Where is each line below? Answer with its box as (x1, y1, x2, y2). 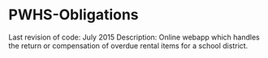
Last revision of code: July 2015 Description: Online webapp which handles (8, 32, 260, 42)
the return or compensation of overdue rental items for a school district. (8, 40, 249, 50)
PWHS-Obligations (8, 6, 140, 24)
